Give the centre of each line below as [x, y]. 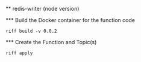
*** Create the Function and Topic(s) [51, 42]
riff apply [19, 53]
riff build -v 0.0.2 [32, 31]
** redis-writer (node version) [42, 9]
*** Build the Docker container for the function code [70, 20]
